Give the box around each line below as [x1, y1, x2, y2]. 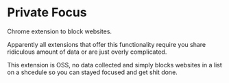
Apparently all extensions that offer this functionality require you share [7, 40, 206, 48]
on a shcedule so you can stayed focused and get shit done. [7, 68, 178, 76]
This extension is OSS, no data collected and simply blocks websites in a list [7, 61, 223, 69]
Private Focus [7, 5, 87, 20]
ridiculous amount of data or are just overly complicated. [7, 48, 167, 56]
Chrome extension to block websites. [7, 27, 112, 35]
